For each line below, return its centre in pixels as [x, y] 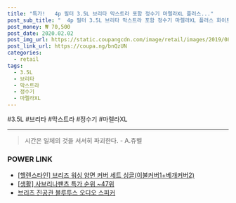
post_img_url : [28, 40]
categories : [25, 53]
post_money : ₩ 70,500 [39, 27]
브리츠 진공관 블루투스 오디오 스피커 [66, 192]
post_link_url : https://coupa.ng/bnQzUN [67, 46]
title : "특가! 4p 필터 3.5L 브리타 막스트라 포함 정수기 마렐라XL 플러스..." [111, 14]
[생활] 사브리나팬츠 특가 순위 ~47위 [66, 184]
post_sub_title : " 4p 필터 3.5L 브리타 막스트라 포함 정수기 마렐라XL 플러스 [111, 20]
